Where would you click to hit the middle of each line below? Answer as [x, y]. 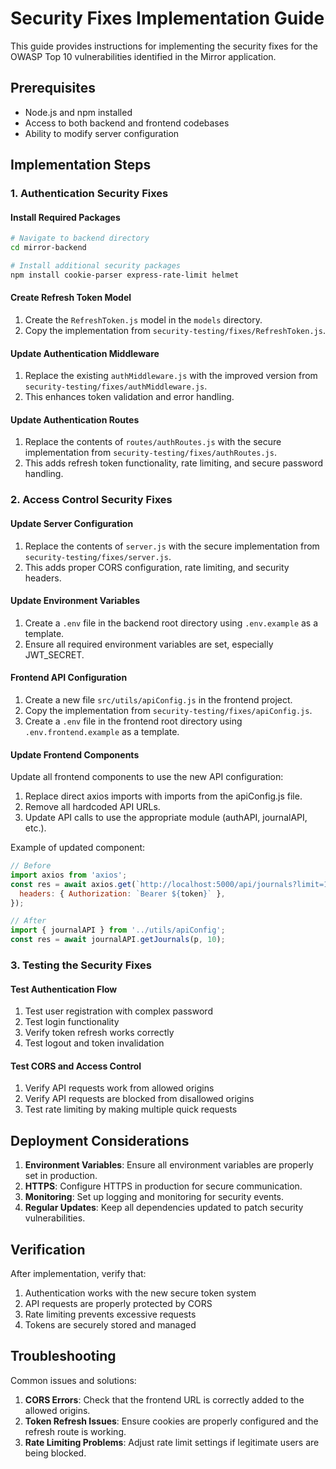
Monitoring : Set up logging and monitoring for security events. [154, 1197]
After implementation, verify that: [78, 1274]
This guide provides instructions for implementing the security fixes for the [164, 46]
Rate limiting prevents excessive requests [110, 1314]
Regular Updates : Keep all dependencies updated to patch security [164, 1208]
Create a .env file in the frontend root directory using [133, 721]
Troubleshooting [63, 1356]
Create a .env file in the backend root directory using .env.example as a [171, 623]
